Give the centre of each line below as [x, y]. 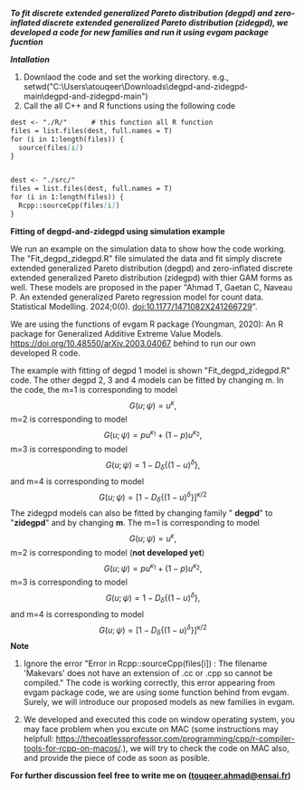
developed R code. [45, 353]
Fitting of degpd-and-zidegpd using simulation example [118, 231]
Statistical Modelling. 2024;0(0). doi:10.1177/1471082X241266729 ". [134, 306]
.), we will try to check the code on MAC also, [205, 748]
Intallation [30, 59]
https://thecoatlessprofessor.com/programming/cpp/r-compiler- [175, 739]
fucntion [27, 42]
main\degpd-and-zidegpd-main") [85, 96]
